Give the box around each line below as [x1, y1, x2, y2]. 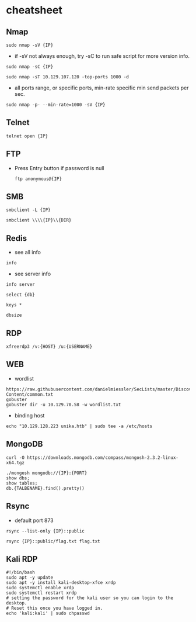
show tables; [6, 480, 38, 486]
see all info [14, 249, 41, 256]
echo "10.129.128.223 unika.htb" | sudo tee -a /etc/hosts [6, 423, 153, 429]
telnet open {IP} [6, 133, 48, 139]
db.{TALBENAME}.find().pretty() [6, 485, 85, 491]
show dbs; [6, 475, 30, 481]
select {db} [6, 292, 35, 298]
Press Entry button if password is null [14, 164, 104, 171]
